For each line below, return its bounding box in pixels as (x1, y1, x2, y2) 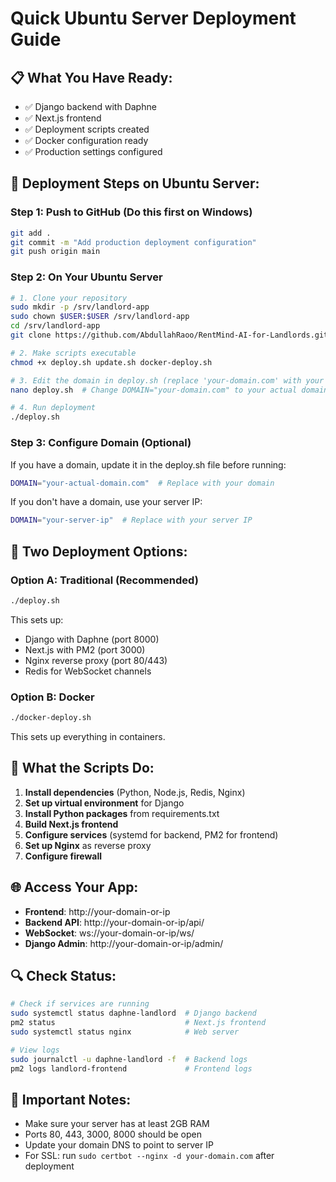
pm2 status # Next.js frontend (10, 1018, 267, 1028)
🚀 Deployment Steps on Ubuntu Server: (10, 175, 260, 192)
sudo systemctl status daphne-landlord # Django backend (10, 1008, 257, 1019)
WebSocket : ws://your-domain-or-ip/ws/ (24, 927, 195, 939)
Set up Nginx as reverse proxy (24, 839, 152, 851)
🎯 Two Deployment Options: (10, 543, 188, 560)
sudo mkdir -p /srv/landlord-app (10, 302, 150, 312)
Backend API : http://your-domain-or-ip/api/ (24, 916, 205, 928)
